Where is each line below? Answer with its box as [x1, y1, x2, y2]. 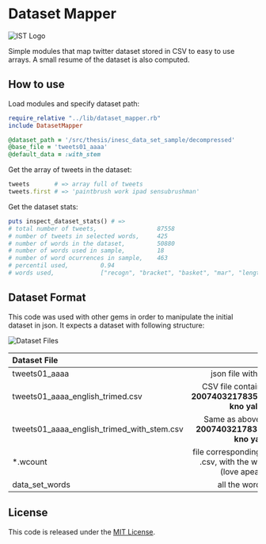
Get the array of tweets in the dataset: [8, 165, 132, 174]
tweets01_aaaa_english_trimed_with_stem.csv [12, 423, 184, 435]
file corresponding [192, 446, 261, 457]
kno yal [229, 400, 258, 412]
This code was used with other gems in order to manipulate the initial [8, 312, 234, 321]
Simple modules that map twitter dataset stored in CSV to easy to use [8, 46, 235, 56]
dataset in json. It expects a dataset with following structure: [8, 320, 205, 330]
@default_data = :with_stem [8, 151, 101, 159]
